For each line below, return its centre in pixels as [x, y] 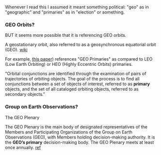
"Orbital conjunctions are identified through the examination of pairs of [76, 74]
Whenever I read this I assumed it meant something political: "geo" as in [77, 7]
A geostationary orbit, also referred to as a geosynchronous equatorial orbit [80, 45]
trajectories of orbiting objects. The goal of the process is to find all [72, 79]
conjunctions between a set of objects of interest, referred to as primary [78, 84]
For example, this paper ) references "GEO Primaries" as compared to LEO [79, 59]
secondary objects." [25, 94]
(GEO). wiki [16, 50]
